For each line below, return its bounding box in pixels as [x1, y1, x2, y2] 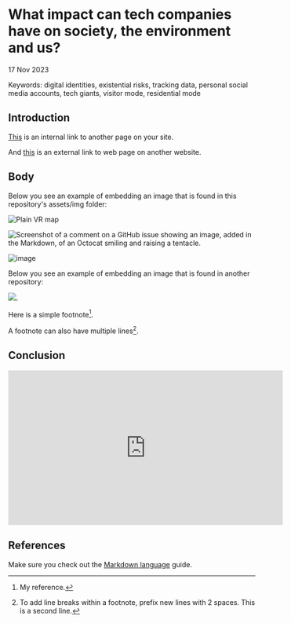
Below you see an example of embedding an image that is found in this [8, 191, 237, 200]
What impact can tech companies [8, 5, 232, 24]
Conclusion [8, 349, 66, 362]
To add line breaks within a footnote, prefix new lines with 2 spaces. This [19, 597, 256, 607]
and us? [8, 39, 61, 57]
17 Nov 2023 [8, 64, 49, 74]
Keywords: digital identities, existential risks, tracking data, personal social [8, 80, 249, 90]
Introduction [8, 112, 71, 125]
